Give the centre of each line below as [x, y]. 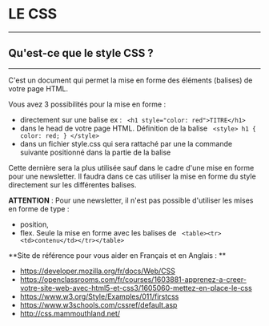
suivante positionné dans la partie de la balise [95, 152]
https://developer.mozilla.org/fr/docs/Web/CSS [98, 271]
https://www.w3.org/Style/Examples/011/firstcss [99, 296]
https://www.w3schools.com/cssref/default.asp [98, 304]
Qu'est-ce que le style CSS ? [81, 53]
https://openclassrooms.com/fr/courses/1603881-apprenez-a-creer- [133, 279]
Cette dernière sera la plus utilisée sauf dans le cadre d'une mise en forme [131, 167]
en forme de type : [39, 208]
